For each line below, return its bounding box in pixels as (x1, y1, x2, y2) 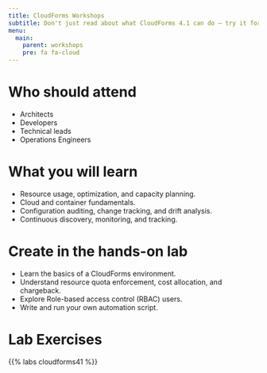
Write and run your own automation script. (19, 302, 159, 312)
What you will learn (8, 163, 138, 181)
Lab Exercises (8, 331, 103, 348)
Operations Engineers (19, 135, 91, 144)
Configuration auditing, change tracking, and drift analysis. (19, 206, 213, 215)
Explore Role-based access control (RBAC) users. (19, 294, 183, 304)
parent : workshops (22, 41, 83, 49)
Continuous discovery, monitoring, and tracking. (19, 214, 178, 224)
